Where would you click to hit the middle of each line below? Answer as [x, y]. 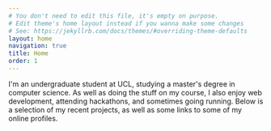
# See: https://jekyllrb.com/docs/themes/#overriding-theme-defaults [128, 31]
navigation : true [38, 46]
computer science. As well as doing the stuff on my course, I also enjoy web [135, 92]
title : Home [28, 53]
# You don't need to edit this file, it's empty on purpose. [114, 16]
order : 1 [23, 61]
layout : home [30, 38]
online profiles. [33, 118]
